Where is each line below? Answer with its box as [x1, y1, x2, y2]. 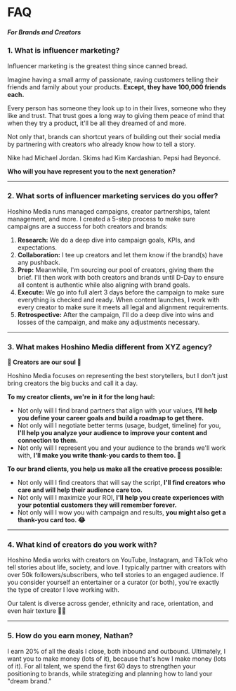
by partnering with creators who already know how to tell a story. [7, 140, 196, 148]
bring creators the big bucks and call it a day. [7, 379, 138, 387]
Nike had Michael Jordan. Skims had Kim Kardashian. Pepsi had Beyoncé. [7, 153, 221, 162]
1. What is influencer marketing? [7, 46, 120, 56]
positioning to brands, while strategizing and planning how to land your [7, 669, 213, 678]
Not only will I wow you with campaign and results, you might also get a [17, 508, 226, 517]
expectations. [17, 243, 58, 252]
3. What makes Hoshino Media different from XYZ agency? [7, 342, 213, 351]
